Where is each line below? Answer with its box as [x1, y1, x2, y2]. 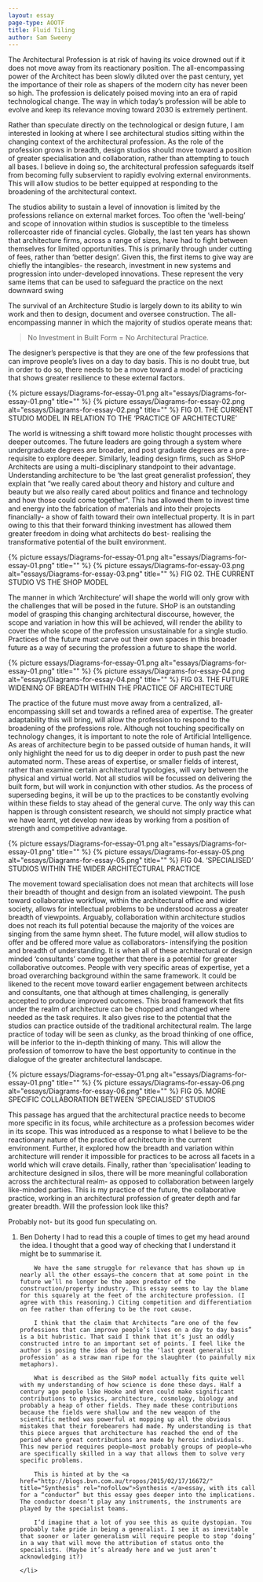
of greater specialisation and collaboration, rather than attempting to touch [8, 154, 250, 163]
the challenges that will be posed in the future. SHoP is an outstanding [8, 601, 236, 611]
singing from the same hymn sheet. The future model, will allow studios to [8, 929, 247, 939]
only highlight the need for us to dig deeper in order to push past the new [8, 748, 246, 758]
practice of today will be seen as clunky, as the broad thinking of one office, [8, 1030, 254, 1039]
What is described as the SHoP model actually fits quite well [34, 1375, 245, 1382]
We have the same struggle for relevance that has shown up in [34, 1264, 245, 1272]
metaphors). [19, 1360, 59, 1368]
